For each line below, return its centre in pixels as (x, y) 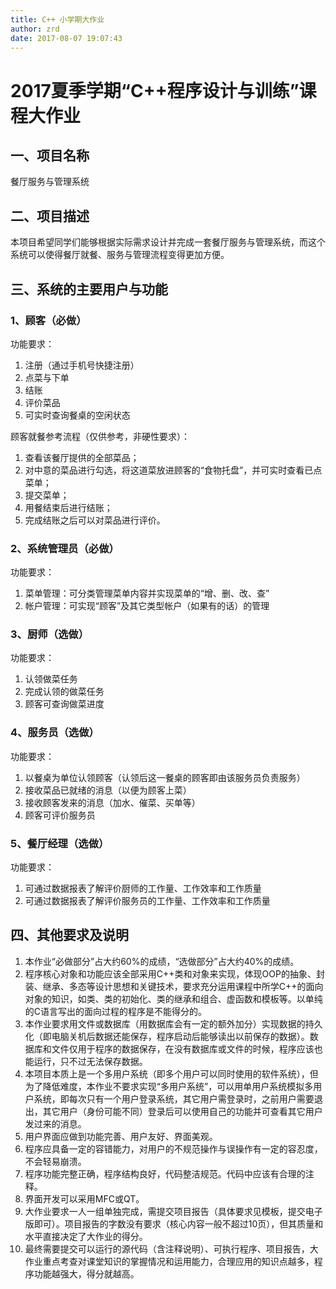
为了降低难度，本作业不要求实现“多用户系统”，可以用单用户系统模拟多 (169, 1086)
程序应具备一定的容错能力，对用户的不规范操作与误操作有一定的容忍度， (173, 1148)
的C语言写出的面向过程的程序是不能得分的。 (116, 1011)
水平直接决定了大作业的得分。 (86, 1236)
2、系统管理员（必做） (65, 548)
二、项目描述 (50, 216)
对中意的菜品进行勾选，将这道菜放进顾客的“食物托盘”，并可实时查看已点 (173, 470)
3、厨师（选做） (50, 634)
